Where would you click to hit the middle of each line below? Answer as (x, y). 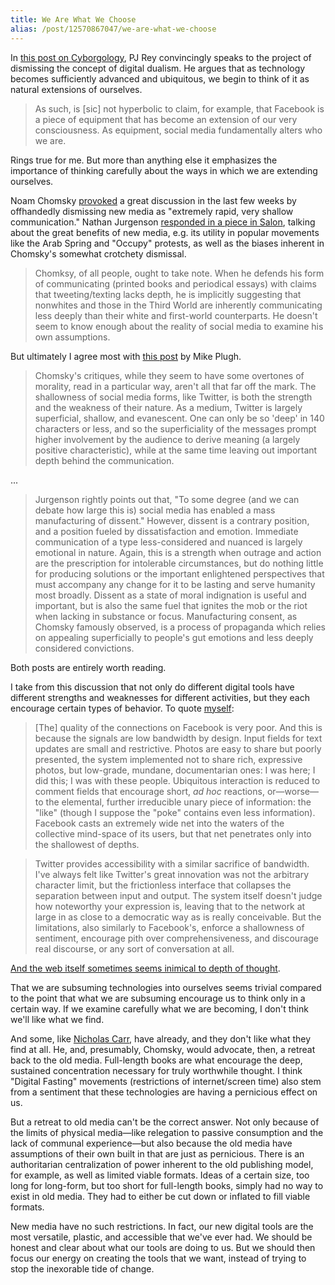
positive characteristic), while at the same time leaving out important (176, 450)
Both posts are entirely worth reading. (88, 667)
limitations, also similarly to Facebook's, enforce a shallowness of (169, 927)
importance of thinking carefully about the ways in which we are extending (164, 170)
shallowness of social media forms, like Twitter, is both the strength (173, 397)
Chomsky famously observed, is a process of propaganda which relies (180, 627)
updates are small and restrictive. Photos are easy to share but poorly (178, 748)
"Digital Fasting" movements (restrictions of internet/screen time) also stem (166, 1081)
